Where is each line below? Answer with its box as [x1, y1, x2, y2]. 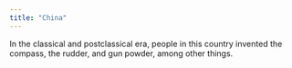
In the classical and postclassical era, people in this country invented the [9, 38, 283, 49]
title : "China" [9, 13, 68, 23]
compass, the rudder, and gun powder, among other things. [9, 47, 234, 59]
